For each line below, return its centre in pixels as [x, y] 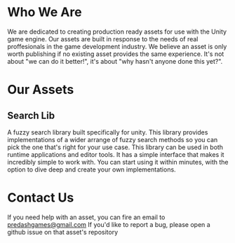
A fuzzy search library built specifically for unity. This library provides [108, 132]
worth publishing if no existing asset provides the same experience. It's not [116, 54]
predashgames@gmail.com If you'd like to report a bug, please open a [109, 224]
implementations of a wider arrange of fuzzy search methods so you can [113, 139]
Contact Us [41, 198]
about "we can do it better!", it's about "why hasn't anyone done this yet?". [115, 61]
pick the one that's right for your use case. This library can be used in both [115, 147]
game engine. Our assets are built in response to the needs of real [103, 39]
